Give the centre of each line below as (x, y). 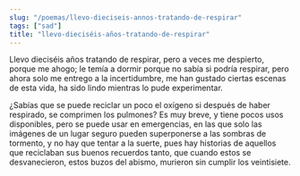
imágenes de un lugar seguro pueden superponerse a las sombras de (138, 134)
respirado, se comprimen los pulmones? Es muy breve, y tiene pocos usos (146, 115)
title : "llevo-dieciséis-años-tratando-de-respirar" (110, 34)
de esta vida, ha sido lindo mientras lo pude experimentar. (116, 88)
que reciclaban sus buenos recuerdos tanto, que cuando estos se (130, 153)
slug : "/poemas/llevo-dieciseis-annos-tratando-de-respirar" (126, 17)
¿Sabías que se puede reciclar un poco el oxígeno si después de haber (140, 105)
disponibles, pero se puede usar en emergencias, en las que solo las (136, 124)
